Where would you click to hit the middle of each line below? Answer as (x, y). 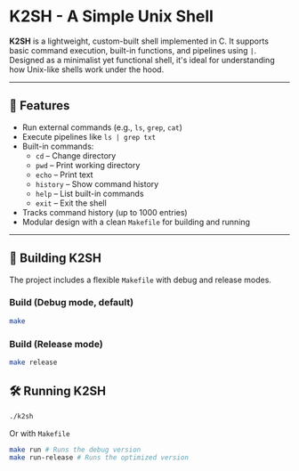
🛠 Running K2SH (58, 391)
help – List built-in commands (89, 193)
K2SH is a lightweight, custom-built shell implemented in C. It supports (139, 41)
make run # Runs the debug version (75, 450)
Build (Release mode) (57, 344)
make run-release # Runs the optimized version (99, 458)
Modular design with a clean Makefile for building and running (136, 222)
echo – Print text (64, 175)
